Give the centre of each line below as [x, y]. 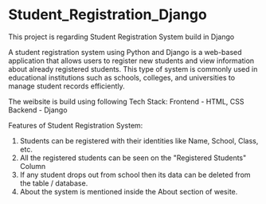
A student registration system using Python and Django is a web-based [125, 52]
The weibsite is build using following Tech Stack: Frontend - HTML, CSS [126, 101]
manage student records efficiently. [66, 86]
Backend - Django [38, 110]
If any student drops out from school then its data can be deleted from [135, 175]
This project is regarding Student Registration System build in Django [121, 37]
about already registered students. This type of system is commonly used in [133, 69]
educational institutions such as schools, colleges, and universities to [122, 77]
